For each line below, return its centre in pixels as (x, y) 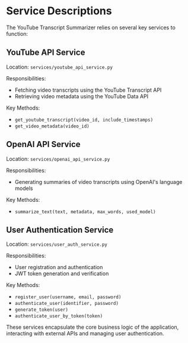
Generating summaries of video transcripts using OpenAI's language (98, 182)
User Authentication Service (60, 230)
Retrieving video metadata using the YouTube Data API (82, 96)
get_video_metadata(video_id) (52, 126)
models (24, 188)
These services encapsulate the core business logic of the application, (93, 327)
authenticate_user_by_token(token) (59, 316)
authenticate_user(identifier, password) (66, 304)
